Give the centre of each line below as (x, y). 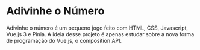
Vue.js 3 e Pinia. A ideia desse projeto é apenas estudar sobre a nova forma (100, 34)
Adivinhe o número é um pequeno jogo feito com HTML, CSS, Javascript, (97, 28)
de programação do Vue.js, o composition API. (64, 40)
